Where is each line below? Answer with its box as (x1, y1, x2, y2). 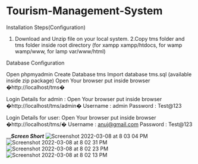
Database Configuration (6, 59, 65, 66)
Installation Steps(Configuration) (6, 24, 86, 31)
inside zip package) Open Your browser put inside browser (6, 77, 150, 84)
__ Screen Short (6, 132, 45, 140)
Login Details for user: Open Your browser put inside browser (6, 114, 156, 121)
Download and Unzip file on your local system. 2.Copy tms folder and (14, 35, 185, 42)
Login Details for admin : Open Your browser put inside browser (6, 95, 162, 102)
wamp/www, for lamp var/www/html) (14, 47, 106, 54)
